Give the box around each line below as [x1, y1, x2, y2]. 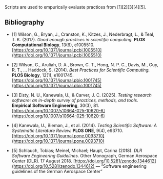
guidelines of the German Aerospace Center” [11, 168, 103, 174]
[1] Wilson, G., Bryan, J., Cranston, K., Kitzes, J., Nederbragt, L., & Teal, [11, 31, 155, 37]
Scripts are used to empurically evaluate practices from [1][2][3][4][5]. [4, 4, 146, 10]
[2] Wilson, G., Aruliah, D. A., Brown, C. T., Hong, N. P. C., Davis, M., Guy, [11, 61, 159, 68]
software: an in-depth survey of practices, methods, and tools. [11, 97, 139, 103]
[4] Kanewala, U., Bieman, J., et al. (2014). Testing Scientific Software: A [11, 122, 157, 128]
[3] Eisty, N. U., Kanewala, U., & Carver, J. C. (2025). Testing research [11, 92, 152, 98]
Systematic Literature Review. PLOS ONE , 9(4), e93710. [11, 128, 123, 133]
